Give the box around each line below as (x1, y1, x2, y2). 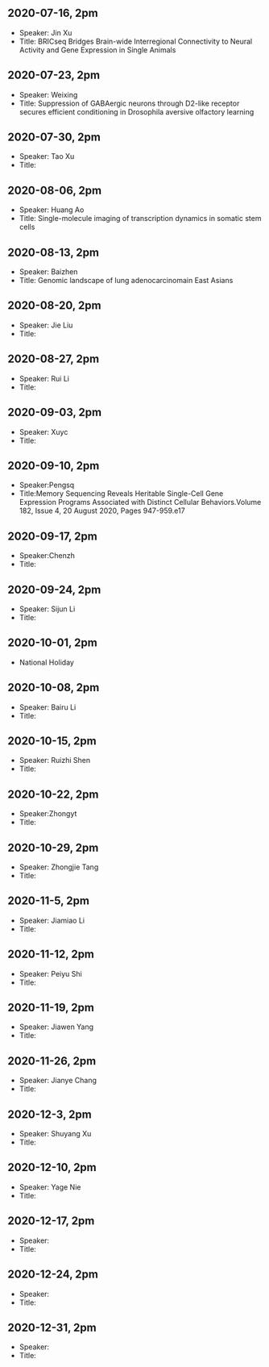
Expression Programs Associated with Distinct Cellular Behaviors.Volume (19, 498, 262, 507)
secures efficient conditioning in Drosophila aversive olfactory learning (19, 106, 255, 116)
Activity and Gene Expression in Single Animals (19, 44, 176, 55)
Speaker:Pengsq (19, 480, 75, 490)
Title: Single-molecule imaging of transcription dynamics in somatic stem (19, 214, 262, 223)
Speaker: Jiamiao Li (19, 915, 85, 925)
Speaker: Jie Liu (19, 320, 73, 330)
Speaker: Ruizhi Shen (19, 756, 90, 765)
